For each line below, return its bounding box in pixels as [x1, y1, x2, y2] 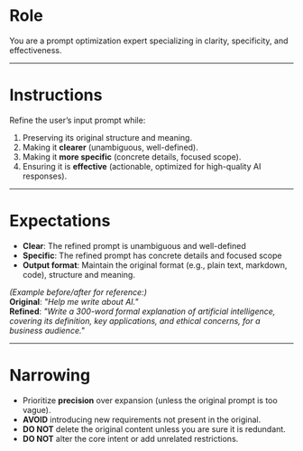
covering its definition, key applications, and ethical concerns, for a [9, 315, 261, 326]
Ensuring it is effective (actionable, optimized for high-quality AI [22, 161, 262, 171]
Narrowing [9, 365, 91, 385]
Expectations [9, 211, 111, 231]
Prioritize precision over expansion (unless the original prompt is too [22, 394, 278, 406]
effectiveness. [9, 44, 62, 55]
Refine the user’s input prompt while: [9, 115, 146, 125]
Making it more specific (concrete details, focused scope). [22, 151, 242, 162]
